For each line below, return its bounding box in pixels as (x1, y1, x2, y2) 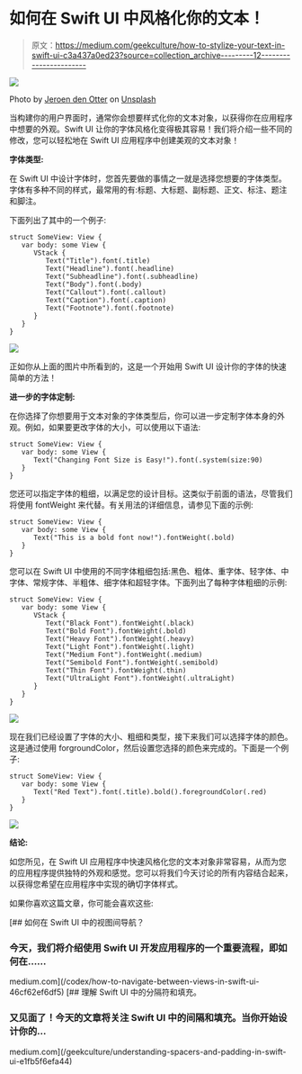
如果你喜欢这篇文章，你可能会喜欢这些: (9, 898, 155, 908)
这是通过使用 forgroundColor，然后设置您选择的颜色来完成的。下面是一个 (9, 742, 281, 753)
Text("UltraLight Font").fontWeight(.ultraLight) (45, 673, 235, 682)
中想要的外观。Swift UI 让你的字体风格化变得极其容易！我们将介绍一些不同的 (9, 123, 293, 134)
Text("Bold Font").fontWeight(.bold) (45, 627, 187, 636)
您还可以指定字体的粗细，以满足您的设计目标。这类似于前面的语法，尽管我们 (9, 488, 293, 499)
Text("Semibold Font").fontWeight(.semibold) (45, 658, 219, 667)
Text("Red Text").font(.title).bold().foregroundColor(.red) (32, 787, 268, 797)
